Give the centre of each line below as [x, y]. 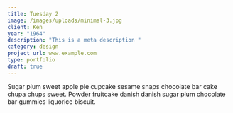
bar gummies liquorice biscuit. [52, 101]
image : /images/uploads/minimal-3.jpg [65, 20]
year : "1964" [27, 34]
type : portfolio [31, 60]
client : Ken [25, 27]
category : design [33, 47]
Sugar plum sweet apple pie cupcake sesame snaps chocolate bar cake [113, 86]
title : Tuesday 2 [33, 14]
